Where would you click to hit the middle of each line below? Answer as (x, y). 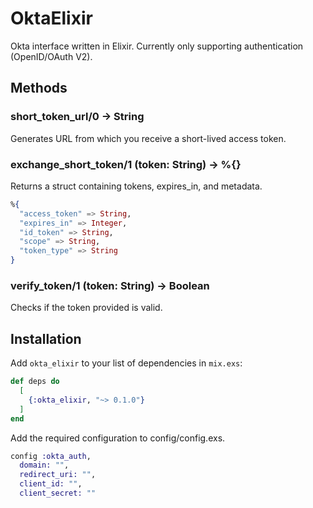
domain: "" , (44, 465)
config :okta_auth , (51, 456)
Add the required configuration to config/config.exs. (118, 438)
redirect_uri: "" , (58, 475)
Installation (46, 338)
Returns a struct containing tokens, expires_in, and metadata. (136, 186)
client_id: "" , (51, 484)
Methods (39, 88)
